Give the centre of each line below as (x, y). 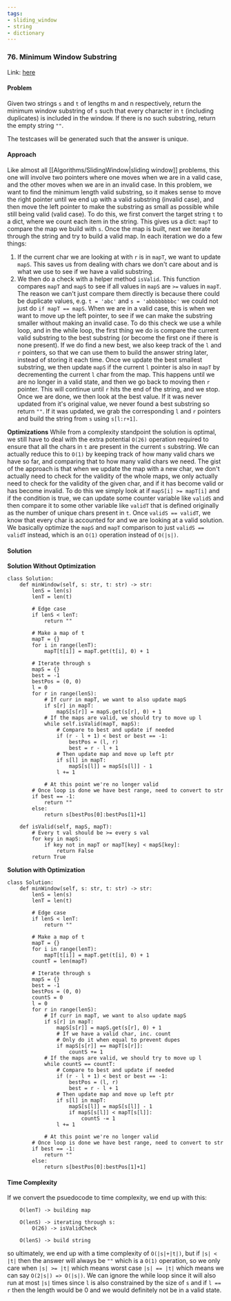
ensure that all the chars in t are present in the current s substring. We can (113, 446)
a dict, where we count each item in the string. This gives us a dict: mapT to (113, 221)
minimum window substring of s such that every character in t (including (110, 111)
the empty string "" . (36, 125)
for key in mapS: (57, 839)
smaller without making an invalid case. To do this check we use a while (119, 323)
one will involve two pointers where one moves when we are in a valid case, (115, 177)
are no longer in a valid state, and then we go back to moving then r (113, 382)
